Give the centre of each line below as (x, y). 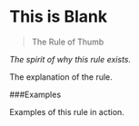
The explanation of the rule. (61, 77)
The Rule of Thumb (68, 42)
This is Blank (58, 17)
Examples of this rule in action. (67, 111)
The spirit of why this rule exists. (70, 59)
